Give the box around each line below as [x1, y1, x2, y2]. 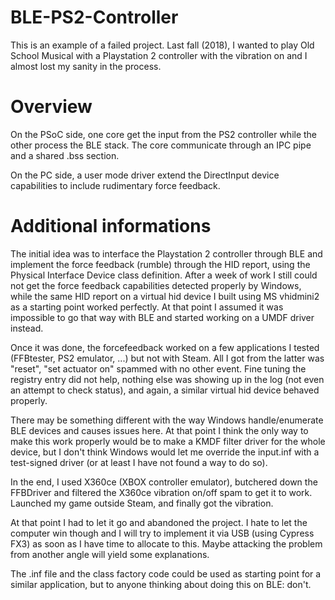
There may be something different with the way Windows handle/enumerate [10, 414, 324, 426]
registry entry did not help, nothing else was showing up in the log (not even [10, 373, 325, 385]
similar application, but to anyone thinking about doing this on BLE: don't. [10, 578, 312, 590]
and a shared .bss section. [10, 149, 120, 161]
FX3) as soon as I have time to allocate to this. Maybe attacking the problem [10, 537, 323, 550]
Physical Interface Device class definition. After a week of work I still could [10, 269, 318, 281]
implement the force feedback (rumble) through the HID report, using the [10, 258, 311, 270]
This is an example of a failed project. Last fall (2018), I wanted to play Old [10, 39, 315, 51]
